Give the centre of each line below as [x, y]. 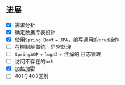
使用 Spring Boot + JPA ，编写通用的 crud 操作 [67, 40]
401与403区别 [31, 76]
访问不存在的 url [34, 62]
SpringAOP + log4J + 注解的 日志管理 [58, 54]
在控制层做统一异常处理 [43, 47]
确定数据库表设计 [35, 32]
